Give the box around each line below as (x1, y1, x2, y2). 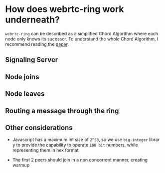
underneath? (5, 14, 60, 25)
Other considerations (5, 123, 73, 132)
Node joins (5, 72, 39, 81)
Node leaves (5, 90, 45, 98)
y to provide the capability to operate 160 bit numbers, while (12, 142, 138, 148)
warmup (12, 162, 30, 168)
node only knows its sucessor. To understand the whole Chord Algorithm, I (5, 36, 159, 42)
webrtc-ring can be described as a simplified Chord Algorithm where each (5, 30, 159, 36)
